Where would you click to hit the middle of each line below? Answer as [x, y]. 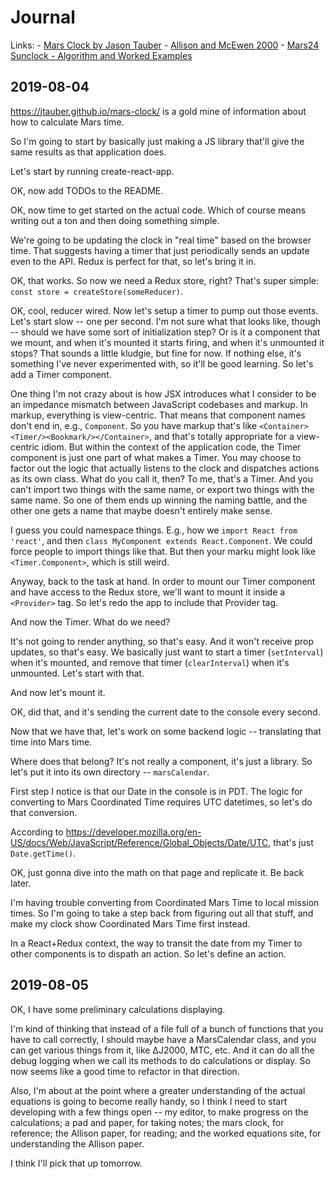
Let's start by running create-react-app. [92, 171]
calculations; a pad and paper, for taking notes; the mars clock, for [147, 1122]
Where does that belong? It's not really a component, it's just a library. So [161, 761]
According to [37, 832]
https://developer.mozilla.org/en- [133, 832]
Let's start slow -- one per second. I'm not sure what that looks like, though [166, 321]
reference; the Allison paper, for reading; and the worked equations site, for [166, 1133]
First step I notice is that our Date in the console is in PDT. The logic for [156, 791]
